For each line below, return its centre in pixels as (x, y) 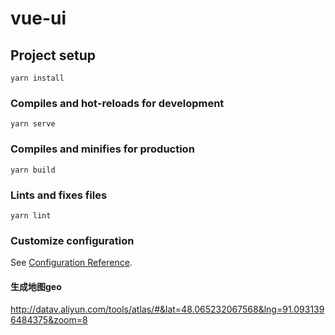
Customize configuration (72, 240)
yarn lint (31, 215)
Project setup (53, 55)
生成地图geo (36, 286)
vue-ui (38, 18)
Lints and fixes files (59, 195)
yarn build (33, 170)
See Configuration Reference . (71, 263)
